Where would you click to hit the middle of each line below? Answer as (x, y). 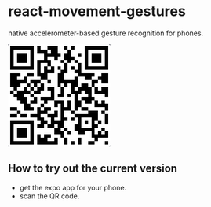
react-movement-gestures (97, 11)
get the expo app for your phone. (73, 187)
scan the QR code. (49, 196)
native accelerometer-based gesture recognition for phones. (106, 33)
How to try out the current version (93, 169)
